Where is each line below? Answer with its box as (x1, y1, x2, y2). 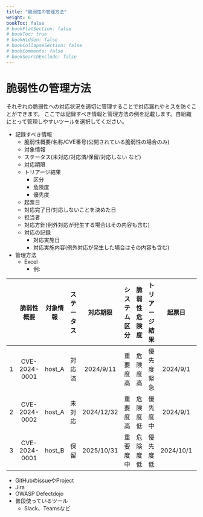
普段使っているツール (14, 497, 68, 504)
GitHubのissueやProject (14, 477, 74, 484)
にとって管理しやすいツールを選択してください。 (6, 118, 127, 125)
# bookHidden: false (6, 37, 59, 43)
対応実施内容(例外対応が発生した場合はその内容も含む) (33, 244, 170, 251)
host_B (45, 446, 65, 454)
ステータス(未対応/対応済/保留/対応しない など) (24, 153, 141, 160)
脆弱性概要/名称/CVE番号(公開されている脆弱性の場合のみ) (24, 138, 170, 145)
